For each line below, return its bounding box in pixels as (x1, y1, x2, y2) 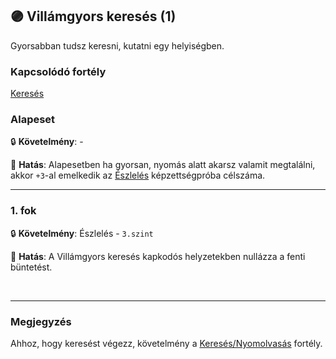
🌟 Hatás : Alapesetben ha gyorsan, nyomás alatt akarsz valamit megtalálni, (10, 159, 316, 171)
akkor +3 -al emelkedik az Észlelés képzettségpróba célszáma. (10, 169, 266, 182)
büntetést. (10, 261, 53, 273)
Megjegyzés (10, 314, 72, 328)
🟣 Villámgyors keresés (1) (10, 8, 177, 25)
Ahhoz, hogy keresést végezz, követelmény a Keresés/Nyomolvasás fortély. (10, 338, 323, 349)
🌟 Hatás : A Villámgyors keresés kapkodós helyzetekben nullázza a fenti (10, 250, 306, 262)
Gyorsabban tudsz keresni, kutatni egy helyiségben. (10, 39, 225, 52)
